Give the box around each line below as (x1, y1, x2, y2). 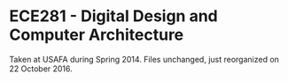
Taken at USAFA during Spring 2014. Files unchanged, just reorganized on (9, 54, 279, 64)
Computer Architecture (9, 25, 184, 45)
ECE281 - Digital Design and (9, 6, 219, 26)
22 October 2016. (9, 63, 73, 74)
